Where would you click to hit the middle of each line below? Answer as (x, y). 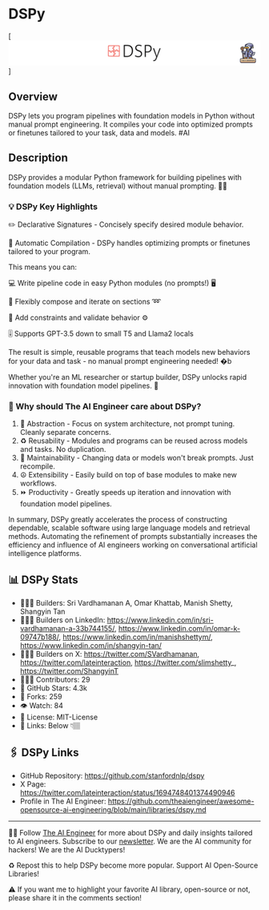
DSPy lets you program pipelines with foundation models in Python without (132, 115)
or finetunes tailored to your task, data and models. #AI (99, 132)
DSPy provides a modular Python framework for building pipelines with (125, 177)
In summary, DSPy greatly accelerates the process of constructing (118, 519)
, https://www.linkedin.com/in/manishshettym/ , (136, 637)
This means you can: (43, 267)
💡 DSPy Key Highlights (53, 207)
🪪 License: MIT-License (59, 717)
